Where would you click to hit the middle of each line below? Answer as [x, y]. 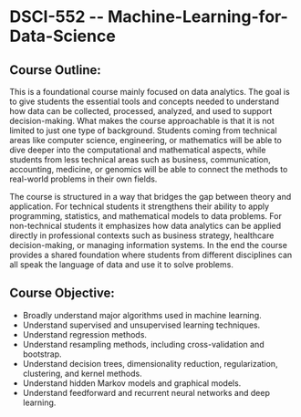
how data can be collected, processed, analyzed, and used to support [141, 111]
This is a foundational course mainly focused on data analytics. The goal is [150, 92]
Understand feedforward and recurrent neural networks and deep [146, 392]
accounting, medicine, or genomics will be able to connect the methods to [149, 169]
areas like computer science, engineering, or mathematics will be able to [146, 140]
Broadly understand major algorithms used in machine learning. [142, 315]
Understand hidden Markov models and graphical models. [132, 383]
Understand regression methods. [85, 334]
